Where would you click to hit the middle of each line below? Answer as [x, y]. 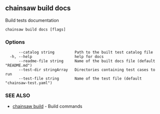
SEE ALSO [18, 95]
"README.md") [19, 65]
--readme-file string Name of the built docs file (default [87, 61]
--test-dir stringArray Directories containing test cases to [87, 70]
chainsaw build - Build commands [47, 106]
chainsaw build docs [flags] [35, 29]
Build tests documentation [32, 20]
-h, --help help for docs [57, 57]
